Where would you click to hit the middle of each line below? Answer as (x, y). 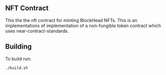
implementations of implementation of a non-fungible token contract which (83, 25)
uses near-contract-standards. (37, 31)
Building (18, 47)
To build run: (18, 58)
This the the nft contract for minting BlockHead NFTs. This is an (71, 20)
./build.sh (17, 68)
